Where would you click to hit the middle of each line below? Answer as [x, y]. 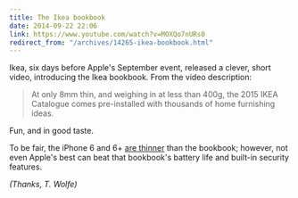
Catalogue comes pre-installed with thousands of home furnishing [153, 104]
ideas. [42, 113]
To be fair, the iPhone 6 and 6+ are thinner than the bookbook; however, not [149, 148]
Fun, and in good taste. [51, 131]
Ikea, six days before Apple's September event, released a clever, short [140, 68]
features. [26, 167]
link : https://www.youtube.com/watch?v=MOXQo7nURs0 [107, 34]
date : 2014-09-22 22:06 [54, 26]
